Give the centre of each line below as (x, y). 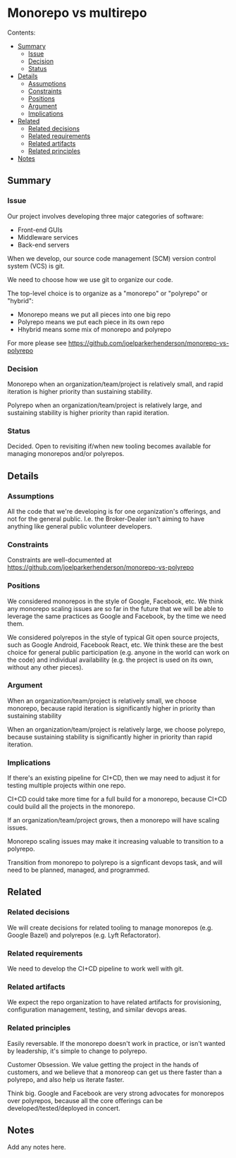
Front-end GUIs (40, 230)
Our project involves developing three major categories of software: (106, 216)
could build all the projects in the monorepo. (71, 807)
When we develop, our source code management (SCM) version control (112, 258)
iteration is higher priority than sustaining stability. (80, 391)
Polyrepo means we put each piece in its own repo (91, 321)
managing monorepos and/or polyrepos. (66, 454)
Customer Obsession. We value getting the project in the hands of (103, 1064)
